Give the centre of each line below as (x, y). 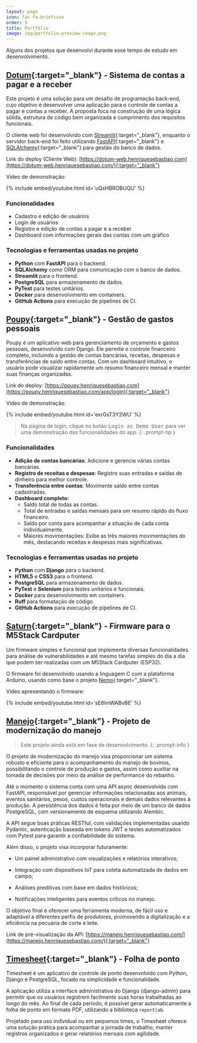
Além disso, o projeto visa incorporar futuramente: (67, 847)
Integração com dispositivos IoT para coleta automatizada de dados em (101, 870)
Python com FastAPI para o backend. (61, 263)
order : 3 (17, 22)
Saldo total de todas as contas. (61, 504)
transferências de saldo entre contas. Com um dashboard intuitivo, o (89, 362)
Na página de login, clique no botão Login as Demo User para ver (103, 426)
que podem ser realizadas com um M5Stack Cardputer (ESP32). (84, 662)
